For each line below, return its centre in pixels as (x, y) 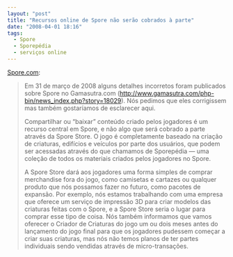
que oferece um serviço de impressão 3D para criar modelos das (118, 201)
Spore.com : (24, 72)
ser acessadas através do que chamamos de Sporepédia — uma (117, 151)
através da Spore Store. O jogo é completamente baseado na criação (123, 136)
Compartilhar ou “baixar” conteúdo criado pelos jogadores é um (116, 121)
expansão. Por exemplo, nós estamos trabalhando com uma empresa (123, 194)
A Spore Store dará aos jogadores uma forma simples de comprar (119, 172)
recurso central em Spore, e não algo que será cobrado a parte (114, 129)
